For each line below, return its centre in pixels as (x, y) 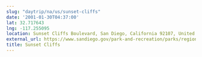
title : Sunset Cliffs (33, 45)
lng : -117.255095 (28, 28)
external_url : (24, 39)
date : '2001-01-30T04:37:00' (43, 17)
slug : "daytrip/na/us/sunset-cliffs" (54, 12)
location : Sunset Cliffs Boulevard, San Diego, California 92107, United (101, 34)
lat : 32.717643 (25, 23)
